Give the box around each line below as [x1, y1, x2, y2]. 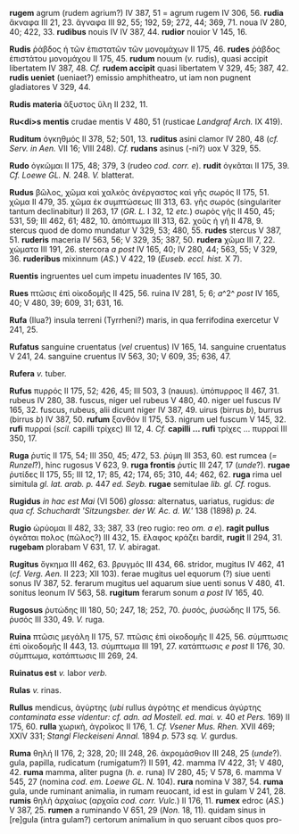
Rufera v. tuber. [9, 368, 67, 378]
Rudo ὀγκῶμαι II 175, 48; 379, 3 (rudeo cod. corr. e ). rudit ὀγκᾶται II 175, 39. [9, 161, 290, 170]
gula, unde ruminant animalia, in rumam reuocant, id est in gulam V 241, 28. [9, 786, 287, 797]
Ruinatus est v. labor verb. [9, 668, 108, 678]
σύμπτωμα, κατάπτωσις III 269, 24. [9, 650, 138, 661]
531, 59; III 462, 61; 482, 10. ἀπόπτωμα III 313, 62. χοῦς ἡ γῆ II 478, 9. [9, 216, 263, 226]
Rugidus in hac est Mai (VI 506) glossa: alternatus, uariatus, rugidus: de [9, 496, 275, 507]
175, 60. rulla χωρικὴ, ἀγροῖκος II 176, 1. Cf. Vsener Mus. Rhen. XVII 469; [9, 722, 276, 731]
